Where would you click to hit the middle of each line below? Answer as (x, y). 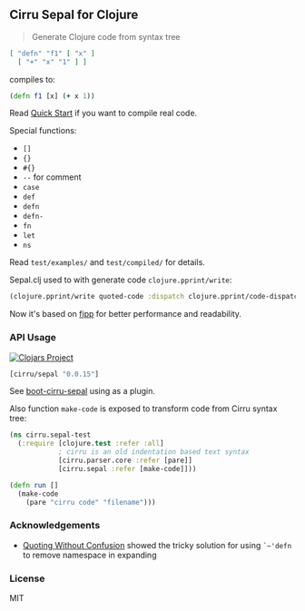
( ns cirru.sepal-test (50, 435)
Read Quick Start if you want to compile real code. (103, 113)
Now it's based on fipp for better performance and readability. (126, 314)
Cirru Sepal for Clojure (74, 15)
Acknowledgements (55, 526)
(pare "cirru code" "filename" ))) (91, 502)
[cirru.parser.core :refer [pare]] (125, 461)
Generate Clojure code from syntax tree (106, 36)
